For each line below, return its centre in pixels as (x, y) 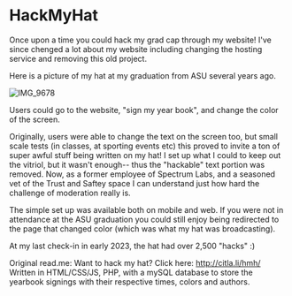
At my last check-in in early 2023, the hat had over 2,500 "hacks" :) (132, 246)
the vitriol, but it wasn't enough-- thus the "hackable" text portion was (137, 164)
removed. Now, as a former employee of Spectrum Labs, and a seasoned (142, 174)
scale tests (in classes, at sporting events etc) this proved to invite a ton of (145, 146)
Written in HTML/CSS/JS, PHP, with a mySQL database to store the (131, 272)
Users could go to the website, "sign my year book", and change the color (144, 110)
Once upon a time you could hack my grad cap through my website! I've (141, 40)
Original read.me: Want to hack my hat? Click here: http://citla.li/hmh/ (135, 262)
